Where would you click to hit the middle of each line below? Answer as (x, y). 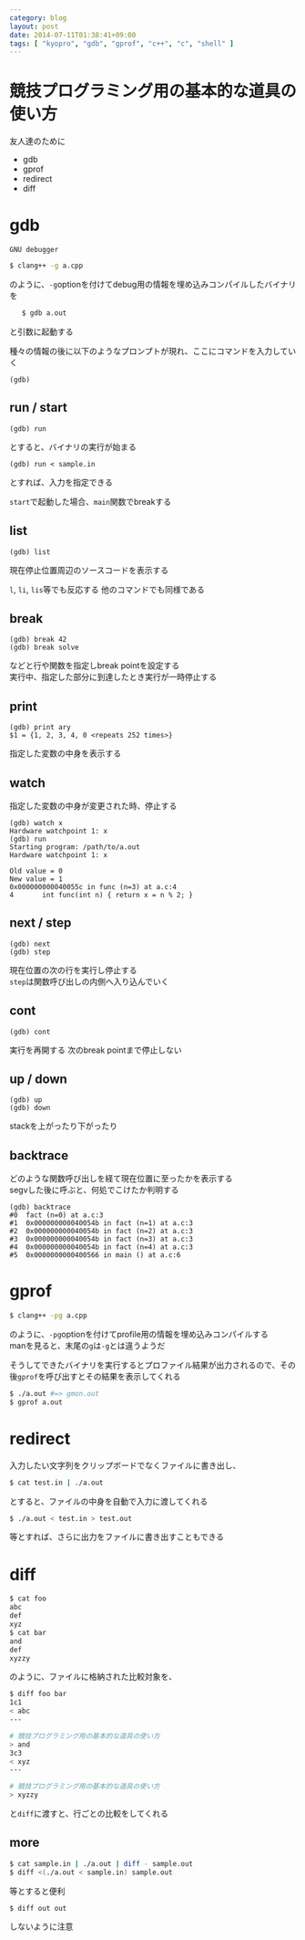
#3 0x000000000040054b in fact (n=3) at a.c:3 (102, 1239)
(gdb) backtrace (40, 1207)
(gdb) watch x (36, 823)
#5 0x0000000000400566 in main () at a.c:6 (95, 1255)
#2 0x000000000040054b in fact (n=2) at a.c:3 (102, 1232)
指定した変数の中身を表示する (65, 753)
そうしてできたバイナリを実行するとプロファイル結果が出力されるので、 (145, 1365)
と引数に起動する (41, 331)
